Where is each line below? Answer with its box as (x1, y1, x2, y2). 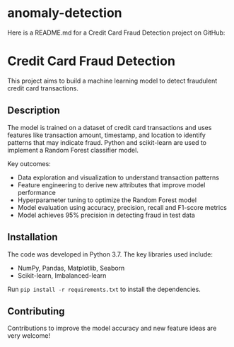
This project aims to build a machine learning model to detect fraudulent (7, 76, 218, 85)
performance (17, 188, 57, 196)
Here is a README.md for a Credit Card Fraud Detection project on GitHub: (7, 28, 226, 37)
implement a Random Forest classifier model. (7, 146, 139, 154)
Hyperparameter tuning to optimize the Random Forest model (17, 196, 197, 204)
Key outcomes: (7, 159, 51, 167)
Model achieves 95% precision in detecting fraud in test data (17, 211, 196, 219)
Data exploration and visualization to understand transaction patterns (17, 173, 219, 182)
